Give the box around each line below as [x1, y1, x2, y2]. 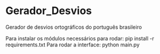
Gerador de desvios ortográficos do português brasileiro [5, 23, 142, 31]
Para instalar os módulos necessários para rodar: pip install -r [5, 35, 155, 42]
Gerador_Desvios [5, 4, 92, 18]
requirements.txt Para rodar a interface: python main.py [5, 41, 140, 48]
